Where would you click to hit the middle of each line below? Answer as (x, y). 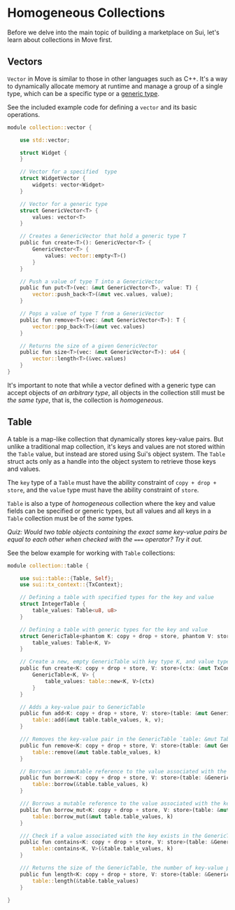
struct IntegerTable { (53, 604)
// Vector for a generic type (64, 204)
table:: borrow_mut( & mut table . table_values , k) (103, 816)
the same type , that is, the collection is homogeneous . (85, 400)
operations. (24, 114)
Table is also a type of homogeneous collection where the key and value (111, 503)
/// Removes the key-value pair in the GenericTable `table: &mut (119, 739)
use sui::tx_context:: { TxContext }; (72, 585)
